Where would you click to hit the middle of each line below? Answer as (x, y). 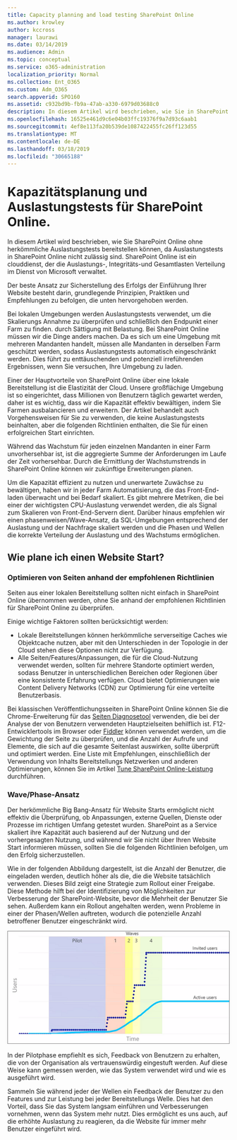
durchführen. (26, 776)
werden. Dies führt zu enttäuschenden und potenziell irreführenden (105, 359)
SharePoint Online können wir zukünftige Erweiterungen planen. (100, 469)
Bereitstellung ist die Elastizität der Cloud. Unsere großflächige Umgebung (115, 388)
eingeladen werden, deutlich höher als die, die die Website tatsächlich (109, 876)
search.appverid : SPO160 (44, 97)
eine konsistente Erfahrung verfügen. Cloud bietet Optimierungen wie (119, 680)
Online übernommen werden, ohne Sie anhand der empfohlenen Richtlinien (116, 600)
